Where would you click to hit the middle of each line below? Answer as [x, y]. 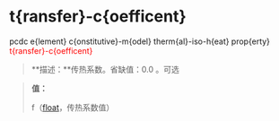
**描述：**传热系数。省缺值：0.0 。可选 [105, 69]
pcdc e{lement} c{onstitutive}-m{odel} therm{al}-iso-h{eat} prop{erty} [140, 41]
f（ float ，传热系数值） [73, 107]
